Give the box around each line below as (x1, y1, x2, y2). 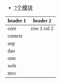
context (7, 33, 23, 39)
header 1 (7, 18, 26, 23)
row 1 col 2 (30, 25, 54, 31)
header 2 (33, 18, 52, 23)
